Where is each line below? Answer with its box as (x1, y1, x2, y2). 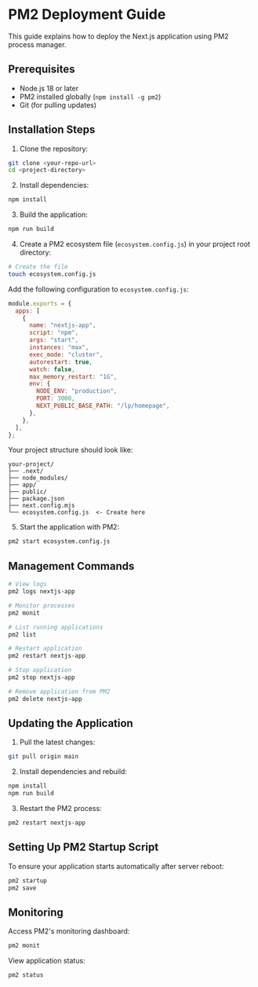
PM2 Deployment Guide (8, 6, 166, 24)
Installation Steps (8, 123, 96, 137)
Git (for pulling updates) (19, 100, 96, 109)
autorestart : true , (28, 358, 93, 366)
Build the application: (19, 210, 88, 219)
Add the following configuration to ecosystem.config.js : (8, 284, 190, 294)
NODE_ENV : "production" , (36, 387, 118, 395)
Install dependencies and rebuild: (19, 767, 128, 776)
